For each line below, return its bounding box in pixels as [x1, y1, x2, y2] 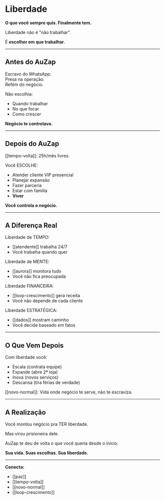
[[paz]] [12, 474, 27, 479]
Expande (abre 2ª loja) [12, 369, 58, 375]
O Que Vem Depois [5, 341, 64, 349]
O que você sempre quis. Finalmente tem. [5, 20, 92, 26]
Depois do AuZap [5, 140, 59, 148]
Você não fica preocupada [12, 273, 66, 279]
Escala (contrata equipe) [12, 364, 62, 370]
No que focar [12, 106, 39, 112]
